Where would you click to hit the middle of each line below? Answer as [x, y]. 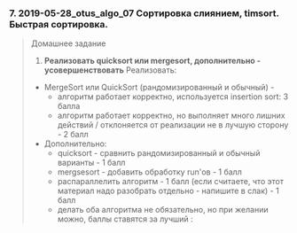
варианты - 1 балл [91, 163]
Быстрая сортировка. [59, 24]
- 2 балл [73, 135]
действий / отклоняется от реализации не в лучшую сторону [173, 125]
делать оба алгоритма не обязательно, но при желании [163, 210]
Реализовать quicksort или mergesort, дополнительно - [152, 61]
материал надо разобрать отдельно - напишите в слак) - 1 [168, 191]
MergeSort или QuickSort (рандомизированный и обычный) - [159, 88]
